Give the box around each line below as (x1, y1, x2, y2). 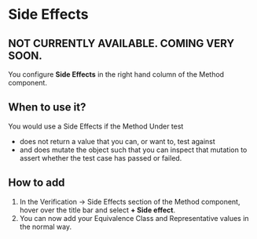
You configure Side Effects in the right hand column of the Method (8, 70, 225, 79)
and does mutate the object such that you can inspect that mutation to (19, 145, 248, 154)
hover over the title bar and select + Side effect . (19, 205, 175, 215)
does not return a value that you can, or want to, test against (19, 136, 216, 146)
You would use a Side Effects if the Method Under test (8, 121, 184, 131)
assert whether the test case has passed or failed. (19, 153, 182, 162)
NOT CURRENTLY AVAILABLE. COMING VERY (8, 37, 235, 50)
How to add (8, 176, 65, 190)
